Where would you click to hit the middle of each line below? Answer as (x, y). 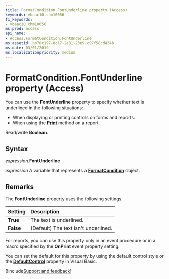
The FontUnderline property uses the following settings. (64, 199)
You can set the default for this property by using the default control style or (85, 256)
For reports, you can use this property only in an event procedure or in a (80, 241)
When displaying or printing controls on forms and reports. (74, 118)
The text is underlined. (57, 220)
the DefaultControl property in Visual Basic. (51, 261)
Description (45, 212)
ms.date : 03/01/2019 (27, 48)
